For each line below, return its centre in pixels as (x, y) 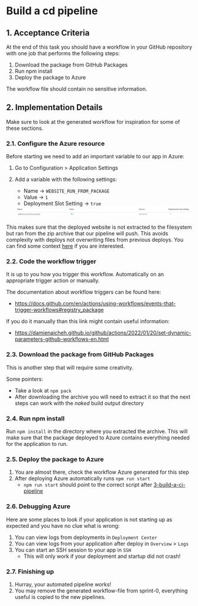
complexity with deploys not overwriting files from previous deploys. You (95, 240)
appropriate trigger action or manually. (53, 280)
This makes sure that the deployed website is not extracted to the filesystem (99, 227)
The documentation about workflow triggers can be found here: (84, 292)
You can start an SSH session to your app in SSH (73, 550)
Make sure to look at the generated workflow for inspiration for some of (93, 122)
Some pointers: (25, 379)
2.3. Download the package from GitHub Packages (80, 355)
